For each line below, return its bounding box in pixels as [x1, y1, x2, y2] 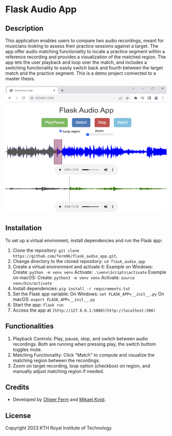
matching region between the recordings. [12, 357, 100, 363]
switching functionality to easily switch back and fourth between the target [5, 65, 163, 71]
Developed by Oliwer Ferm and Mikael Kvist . [12, 397, 106, 403]
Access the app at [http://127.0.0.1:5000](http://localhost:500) [12, 307, 156, 313]
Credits [5, 383, 30, 392]
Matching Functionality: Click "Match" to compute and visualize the [12, 352, 155, 358]
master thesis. [5, 76, 35, 81]
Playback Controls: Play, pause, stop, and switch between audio [12, 335, 148, 341]
